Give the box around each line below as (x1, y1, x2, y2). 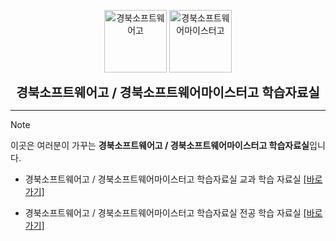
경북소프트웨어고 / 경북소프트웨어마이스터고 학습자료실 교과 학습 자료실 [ (24, 173, 307, 185)
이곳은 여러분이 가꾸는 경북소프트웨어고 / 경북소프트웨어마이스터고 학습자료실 (10, 140, 310, 151)
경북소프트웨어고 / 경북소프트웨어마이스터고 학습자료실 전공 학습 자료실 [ (24, 207, 307, 219)
